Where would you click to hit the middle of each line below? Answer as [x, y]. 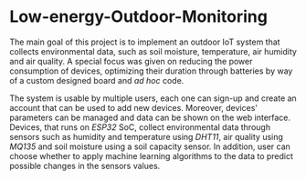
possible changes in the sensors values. [85, 165]
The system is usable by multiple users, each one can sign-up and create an [153, 98]
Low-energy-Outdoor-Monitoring [138, 17]
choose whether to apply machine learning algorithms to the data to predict [152, 155]
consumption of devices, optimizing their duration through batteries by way [151, 71]
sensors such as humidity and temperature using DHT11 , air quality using [146, 136]
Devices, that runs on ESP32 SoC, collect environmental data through [140, 127]
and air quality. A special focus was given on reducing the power [131, 61]
